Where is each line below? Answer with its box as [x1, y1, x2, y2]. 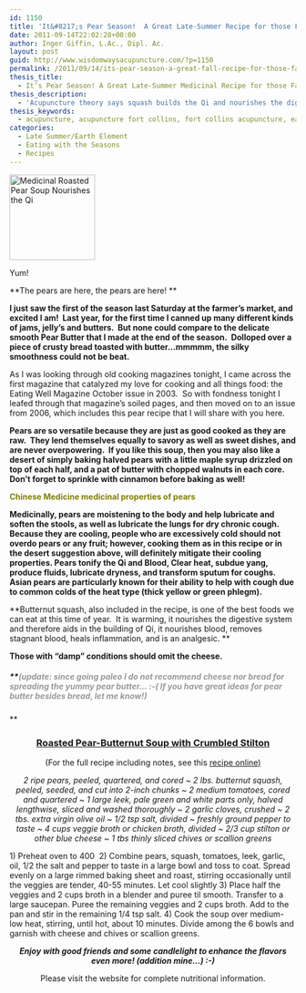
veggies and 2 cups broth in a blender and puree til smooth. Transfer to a [9, 889, 284, 900]
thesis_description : [9, 89, 88, 98]
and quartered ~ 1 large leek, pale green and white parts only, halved [23, 793, 283, 804]
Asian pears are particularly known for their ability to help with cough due [9, 576, 294, 588]
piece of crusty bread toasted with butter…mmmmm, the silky [9, 341, 250, 352]
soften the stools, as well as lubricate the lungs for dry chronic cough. [9, 518, 280, 529]
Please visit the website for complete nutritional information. [40, 972, 266, 984]
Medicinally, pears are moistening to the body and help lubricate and [9, 508, 275, 519]
